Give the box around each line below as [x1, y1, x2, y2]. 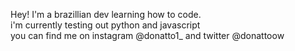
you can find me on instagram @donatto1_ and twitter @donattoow [10, 30, 285, 41]
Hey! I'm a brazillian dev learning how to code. [10, 9, 202, 20]
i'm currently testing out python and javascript [10, 19, 201, 31]
